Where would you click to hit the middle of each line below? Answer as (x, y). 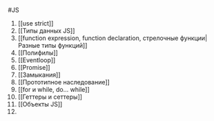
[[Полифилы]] (38, 53)
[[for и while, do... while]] (53, 90)
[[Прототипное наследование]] (64, 82)
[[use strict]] (36, 23)
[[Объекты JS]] (40, 104)
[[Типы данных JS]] (46, 31)
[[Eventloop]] (37, 60)
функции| (194, 38)
